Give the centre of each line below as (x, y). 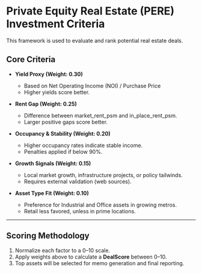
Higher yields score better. (57, 92)
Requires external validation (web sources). (78, 181)
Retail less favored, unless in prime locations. (80, 211)
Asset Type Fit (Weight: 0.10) (52, 193)
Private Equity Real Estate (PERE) (90, 11)
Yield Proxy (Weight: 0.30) (49, 74)
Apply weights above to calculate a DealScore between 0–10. (91, 257)
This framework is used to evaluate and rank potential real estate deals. (95, 40)
